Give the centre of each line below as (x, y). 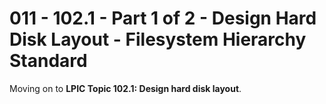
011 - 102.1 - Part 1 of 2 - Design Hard (163, 18)
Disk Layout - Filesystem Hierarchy (158, 39)
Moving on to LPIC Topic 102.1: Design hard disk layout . (125, 88)
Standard (48, 61)
